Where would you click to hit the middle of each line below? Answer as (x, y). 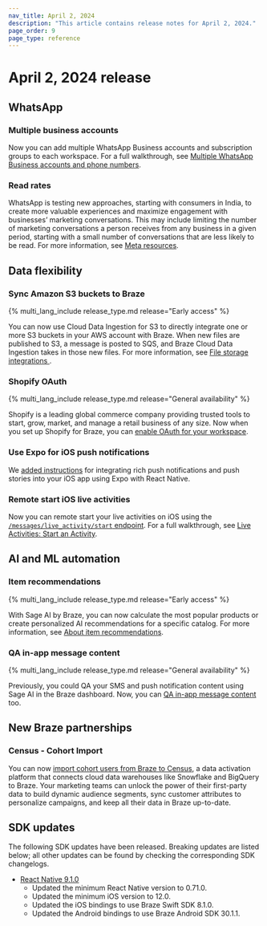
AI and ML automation (64, 559)
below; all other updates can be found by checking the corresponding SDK (131, 855)
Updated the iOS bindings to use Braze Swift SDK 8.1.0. (123, 905)
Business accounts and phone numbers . (75, 164)
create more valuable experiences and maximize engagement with (118, 211)
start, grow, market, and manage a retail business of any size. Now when (128, 423)
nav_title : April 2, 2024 (51, 16)
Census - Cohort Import (55, 751)
